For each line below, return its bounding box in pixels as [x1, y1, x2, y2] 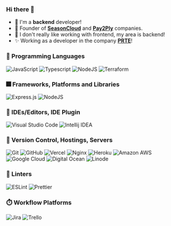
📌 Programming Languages [6, 52, 85, 60]
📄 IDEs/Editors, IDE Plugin [6, 108, 81, 116]
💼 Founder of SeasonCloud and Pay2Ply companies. [14, 25, 143, 32]
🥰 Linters [6, 170, 32, 178]
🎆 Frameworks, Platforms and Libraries [6, 80, 120, 88]
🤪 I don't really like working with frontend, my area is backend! [14, 31, 166, 38]
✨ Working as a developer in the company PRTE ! [14, 37, 133, 44]
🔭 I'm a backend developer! [14, 19, 82, 26]
